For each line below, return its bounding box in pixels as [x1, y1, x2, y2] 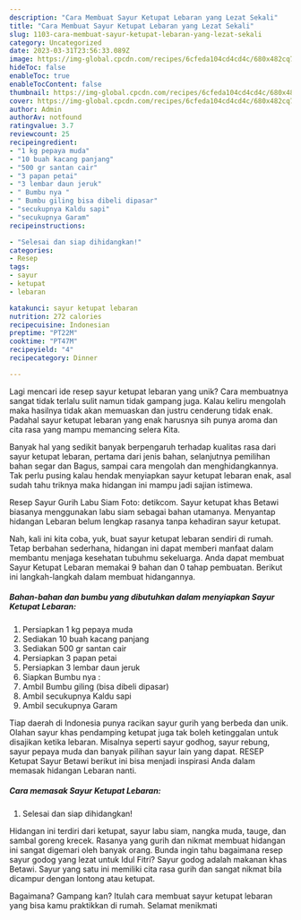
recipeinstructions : [9, 221, 87, 230]
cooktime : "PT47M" [9, 337, 78, 346]
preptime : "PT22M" [9, 329, 78, 338]
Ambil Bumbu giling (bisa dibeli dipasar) [21, 681, 169, 692]
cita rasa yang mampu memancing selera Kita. [9, 424, 181, 434]
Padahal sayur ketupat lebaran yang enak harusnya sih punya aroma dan [9, 414, 278, 426]
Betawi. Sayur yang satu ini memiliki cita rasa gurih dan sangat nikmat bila [9, 864, 282, 874]
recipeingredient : [9, 138, 78, 147]
